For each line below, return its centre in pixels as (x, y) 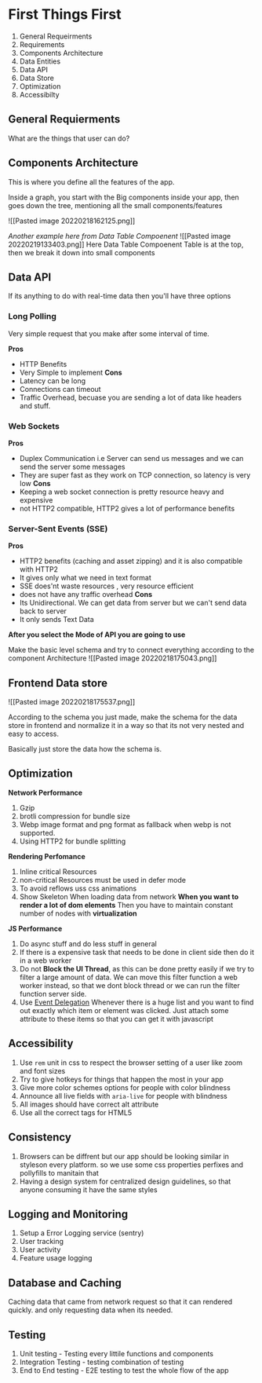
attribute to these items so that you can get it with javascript (116, 1019)
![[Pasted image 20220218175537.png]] (72, 702)
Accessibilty (40, 94)
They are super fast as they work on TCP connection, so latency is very (135, 475)
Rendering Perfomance (47, 856)
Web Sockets (34, 426)
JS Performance (35, 928)
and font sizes (42, 1070)
